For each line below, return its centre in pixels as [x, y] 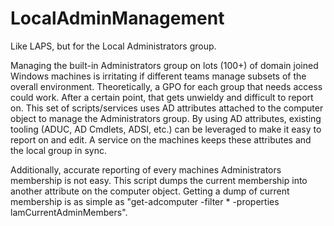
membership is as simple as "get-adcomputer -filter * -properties [145, 201]
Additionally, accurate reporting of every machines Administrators [146, 169]
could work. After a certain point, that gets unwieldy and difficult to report [162, 97]
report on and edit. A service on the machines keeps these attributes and [161, 139]
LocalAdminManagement [117, 18]
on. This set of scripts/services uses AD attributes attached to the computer [167, 108]
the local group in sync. [59, 150]
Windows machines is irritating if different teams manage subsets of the [158, 76]
